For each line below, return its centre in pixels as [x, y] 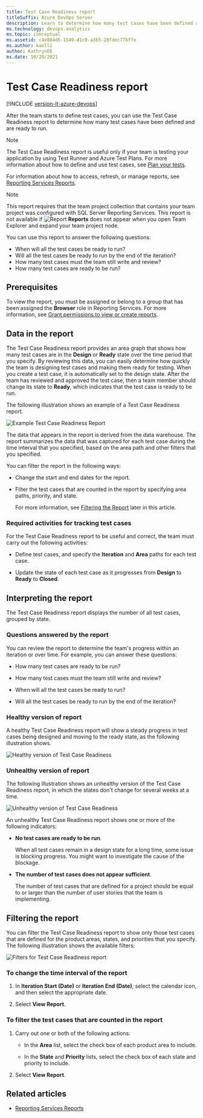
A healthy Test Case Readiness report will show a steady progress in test [97, 730]
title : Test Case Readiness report [51, 12]
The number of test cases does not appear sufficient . [83, 875]
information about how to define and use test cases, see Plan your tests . [96, 165]
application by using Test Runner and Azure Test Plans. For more [87, 158]
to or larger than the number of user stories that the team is [89, 893]
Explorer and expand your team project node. [63, 225]
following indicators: [31, 826]
